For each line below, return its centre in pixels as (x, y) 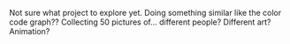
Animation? (30, 31)
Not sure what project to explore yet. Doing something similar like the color (145, 13)
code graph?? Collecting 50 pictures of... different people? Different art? (140, 22)
